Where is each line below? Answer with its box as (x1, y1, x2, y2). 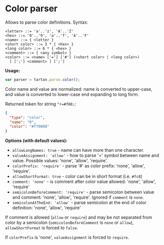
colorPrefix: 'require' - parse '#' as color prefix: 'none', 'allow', (12, 163, 145, 169)
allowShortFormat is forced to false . (5, 225, 78, 231)
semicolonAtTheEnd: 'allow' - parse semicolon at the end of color (12, 200, 147, 206)
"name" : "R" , (9, 119, 36, 125)
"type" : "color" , (9, 115, 45, 120)
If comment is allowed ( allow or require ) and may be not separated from (5, 214, 153, 220)
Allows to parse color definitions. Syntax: (5, 19, 89, 25)
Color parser (5, 3, 58, 14)
